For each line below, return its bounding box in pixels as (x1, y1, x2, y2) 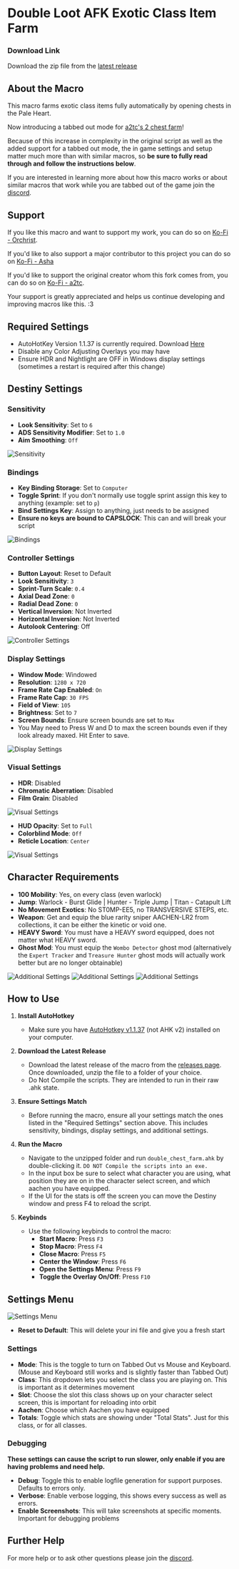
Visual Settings (7, 762, 62, 772)
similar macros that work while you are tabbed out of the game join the (7, 181, 215, 190)
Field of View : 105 (17, 701, 71, 709)
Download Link (7, 46, 61, 56)
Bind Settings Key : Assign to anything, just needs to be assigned (17, 506, 209, 514)
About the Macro (7, 82, 84, 94)
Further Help (7, 1535, 65, 1547)
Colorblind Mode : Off (17, 829, 82, 838)
